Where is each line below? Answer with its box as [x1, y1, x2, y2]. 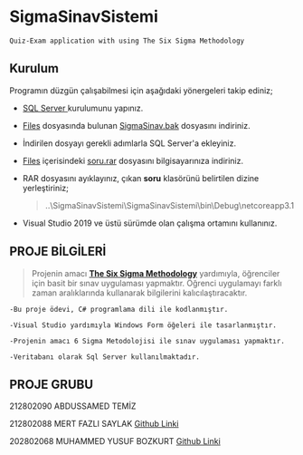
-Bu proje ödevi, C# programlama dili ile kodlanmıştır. [9, 305, 229, 314]
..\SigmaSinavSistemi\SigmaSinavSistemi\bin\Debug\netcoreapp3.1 [44, 199, 295, 210]
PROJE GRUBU [9, 376, 93, 392]
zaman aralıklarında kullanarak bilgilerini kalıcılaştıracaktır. [31, 287, 248, 298]
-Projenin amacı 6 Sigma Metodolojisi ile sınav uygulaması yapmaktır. [9, 336, 285, 345]
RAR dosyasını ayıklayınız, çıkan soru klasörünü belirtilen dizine [22, 172, 260, 183]
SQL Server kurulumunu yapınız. [22, 102, 144, 113]
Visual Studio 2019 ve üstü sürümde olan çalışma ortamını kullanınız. [22, 218, 278, 228]
